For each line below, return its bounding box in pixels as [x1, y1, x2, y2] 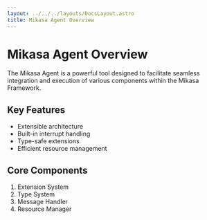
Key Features [7, 104, 66, 116]
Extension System [17, 183, 69, 191]
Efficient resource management [17, 145, 107, 153]
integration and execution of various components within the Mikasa [7, 77, 199, 85]
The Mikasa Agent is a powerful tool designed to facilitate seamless [7, 69, 200, 77]
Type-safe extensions [17, 137, 80, 145]
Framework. [7, 84, 42, 92]
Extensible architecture [17, 122, 84, 131]
